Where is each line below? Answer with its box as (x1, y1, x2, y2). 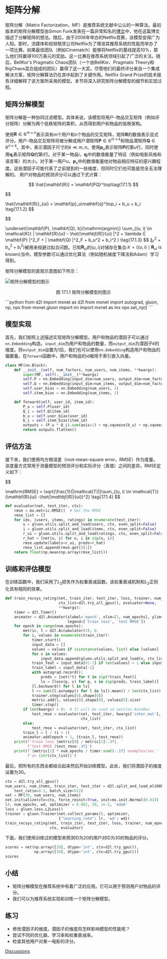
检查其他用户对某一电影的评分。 (12, 938, 78, 944)
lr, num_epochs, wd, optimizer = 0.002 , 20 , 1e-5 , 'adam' (5, 802, 128, 807)
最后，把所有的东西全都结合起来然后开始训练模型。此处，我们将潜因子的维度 (5, 762, 162, 769)
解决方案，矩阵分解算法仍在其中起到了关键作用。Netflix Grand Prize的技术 (5, 72, 158, 78)
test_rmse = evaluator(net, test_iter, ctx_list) (31, 725, 137, 731)
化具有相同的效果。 (5, 586, 45, 592)
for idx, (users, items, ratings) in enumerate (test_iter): (14, 517, 141, 523)
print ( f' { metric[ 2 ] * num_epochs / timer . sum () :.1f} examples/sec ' (14, 748, 159, 753)
